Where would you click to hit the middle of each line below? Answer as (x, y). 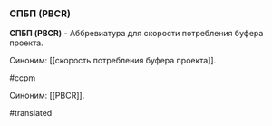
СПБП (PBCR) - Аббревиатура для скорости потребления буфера (136, 34)
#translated (31, 113)
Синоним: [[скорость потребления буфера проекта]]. (113, 61)
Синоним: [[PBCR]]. (47, 96)
